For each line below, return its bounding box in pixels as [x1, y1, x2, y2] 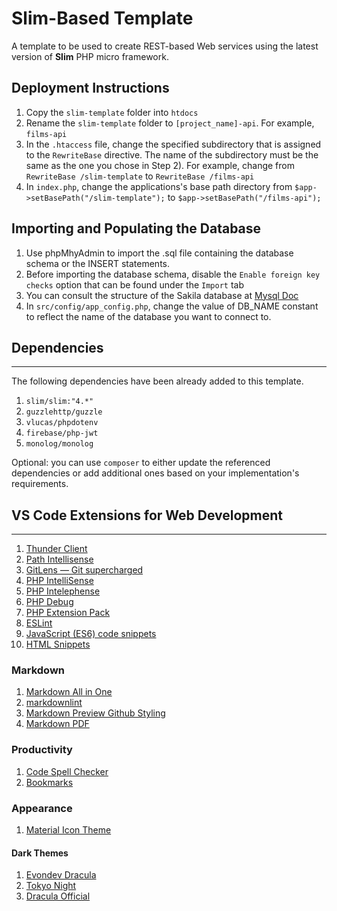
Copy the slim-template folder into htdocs [25, 106, 199, 118]
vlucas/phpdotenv [25, 418, 99, 428]
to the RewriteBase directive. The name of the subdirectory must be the [25, 148, 319, 161]
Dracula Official [25, 890, 91, 902]
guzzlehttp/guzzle [25, 407, 103, 417]
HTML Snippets [25, 638, 91, 651]
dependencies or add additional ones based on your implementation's [11, 467, 300, 479]
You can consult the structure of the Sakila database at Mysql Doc [25, 289, 299, 301]
